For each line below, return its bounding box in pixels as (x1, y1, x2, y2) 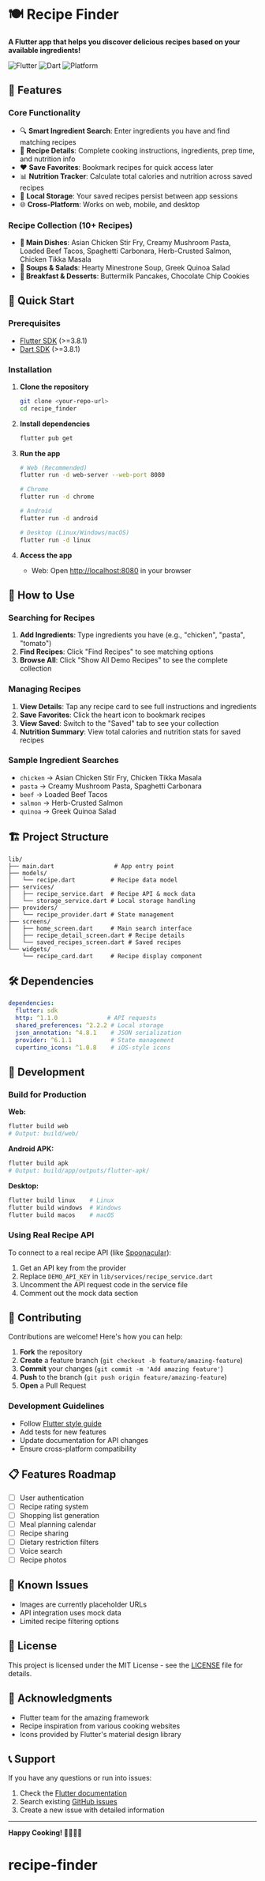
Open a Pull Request (19, 1381, 87, 1391)
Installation (8, 364, 53, 375)
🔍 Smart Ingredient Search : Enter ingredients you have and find (19, 126, 230, 135)
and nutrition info (19, 154, 76, 164)
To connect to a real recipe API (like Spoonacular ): (8, 1248, 172, 1257)
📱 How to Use (8, 588, 75, 602)
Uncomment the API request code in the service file (19, 1279, 188, 1289)
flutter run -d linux (19, 536, 91, 544)
